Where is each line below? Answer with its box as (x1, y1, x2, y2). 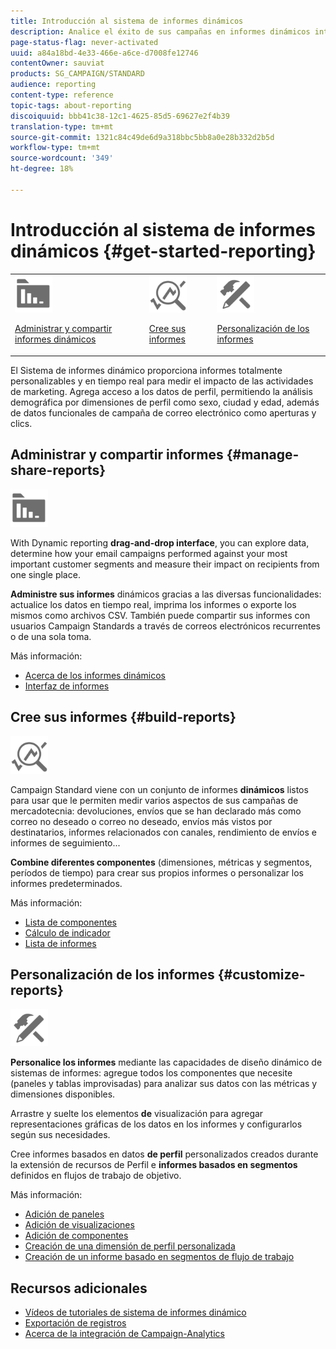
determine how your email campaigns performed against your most (10, 547, 288, 559)
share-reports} (10, 462, 107, 479)
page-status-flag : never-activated (10, 37, 159, 47)
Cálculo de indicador (24, 926, 111, 939)
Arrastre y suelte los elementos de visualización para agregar (10, 1108, 264, 1120)
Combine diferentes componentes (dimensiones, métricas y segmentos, (10, 856, 313, 868)
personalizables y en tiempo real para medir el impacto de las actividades (10, 375, 314, 387)
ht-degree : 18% (10, 164, 74, 174)
